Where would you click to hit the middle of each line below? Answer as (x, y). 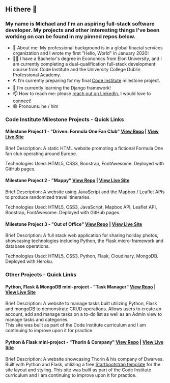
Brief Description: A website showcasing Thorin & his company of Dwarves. (84, 359)
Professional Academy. (37, 75)
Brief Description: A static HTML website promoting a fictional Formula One (84, 148)
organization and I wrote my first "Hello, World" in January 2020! (81, 53)
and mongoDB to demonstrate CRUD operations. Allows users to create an (83, 309)
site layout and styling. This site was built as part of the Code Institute (78, 370)
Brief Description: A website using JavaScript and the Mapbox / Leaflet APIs (85, 192)
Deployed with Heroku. (29, 261)
